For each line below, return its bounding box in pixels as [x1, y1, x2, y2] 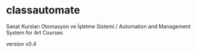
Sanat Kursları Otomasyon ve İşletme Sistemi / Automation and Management [6, 23, 191, 30]
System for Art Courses [6, 29, 64, 36]
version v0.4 [6, 40, 36, 47]
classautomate [6, 4, 81, 17]
